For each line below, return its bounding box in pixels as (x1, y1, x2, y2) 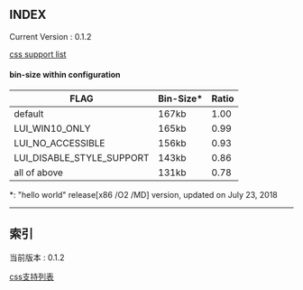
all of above (14, 166, 63, 179)
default (14, 108, 44, 120)
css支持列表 (9, 271, 54, 282)
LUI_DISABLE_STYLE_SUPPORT (14, 152, 150, 164)
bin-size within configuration (9, 70, 121, 80)
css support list (9, 49, 67, 60)
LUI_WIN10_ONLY (14, 122, 91, 135)
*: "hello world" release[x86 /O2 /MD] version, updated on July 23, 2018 (9, 190, 278, 201)
